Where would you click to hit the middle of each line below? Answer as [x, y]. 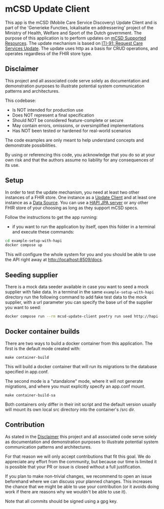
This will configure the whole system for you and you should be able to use [81, 254]
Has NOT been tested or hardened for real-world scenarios [72, 131]
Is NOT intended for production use [48, 110]
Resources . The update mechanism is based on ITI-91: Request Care [74, 43]
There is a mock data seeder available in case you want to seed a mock [77, 287]
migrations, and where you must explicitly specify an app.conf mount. [75, 386]
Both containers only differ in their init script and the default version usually [81, 404]
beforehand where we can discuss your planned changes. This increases [79, 481]
